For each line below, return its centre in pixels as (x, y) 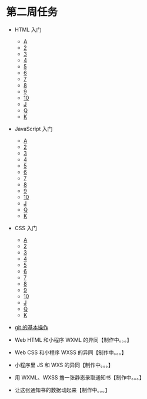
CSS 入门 (26, 228)
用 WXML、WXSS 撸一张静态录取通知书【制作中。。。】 (79, 377)
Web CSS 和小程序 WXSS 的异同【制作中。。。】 (71, 352)
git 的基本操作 (31, 327)
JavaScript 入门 (34, 129)
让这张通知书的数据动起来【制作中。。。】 (62, 390)
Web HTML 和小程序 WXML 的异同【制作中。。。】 (73, 339)
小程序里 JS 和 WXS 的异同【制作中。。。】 (64, 365)
